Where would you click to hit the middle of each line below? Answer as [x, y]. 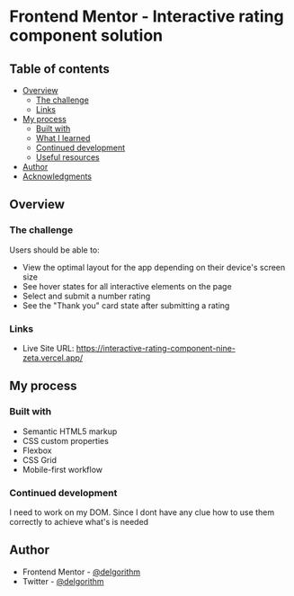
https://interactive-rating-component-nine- [156, 348]
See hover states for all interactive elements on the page [127, 286]
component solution [86, 36]
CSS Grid [39, 459]
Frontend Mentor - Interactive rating [147, 17]
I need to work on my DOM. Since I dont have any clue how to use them [142, 512]
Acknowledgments [57, 176]
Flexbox [37, 450]
